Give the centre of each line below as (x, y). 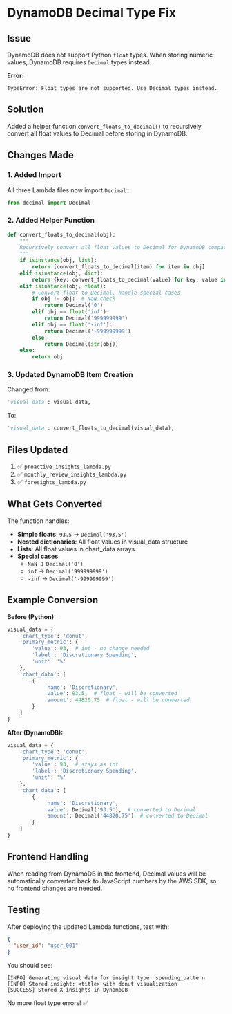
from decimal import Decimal (49, 203)
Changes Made (40, 155)
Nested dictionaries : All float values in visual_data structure (103, 542)
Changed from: (29, 389)
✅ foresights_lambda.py (51, 482)
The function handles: (38, 521)
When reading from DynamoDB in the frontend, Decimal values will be (107, 874)
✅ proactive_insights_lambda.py (64, 467)
